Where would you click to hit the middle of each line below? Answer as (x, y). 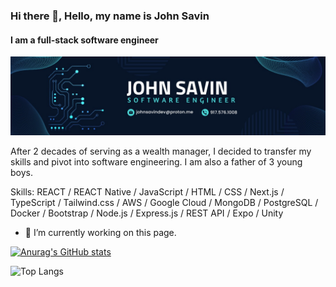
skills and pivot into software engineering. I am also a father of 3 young (156, 162)
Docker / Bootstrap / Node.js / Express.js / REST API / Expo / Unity (147, 213)
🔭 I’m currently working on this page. (100, 233)
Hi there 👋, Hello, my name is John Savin (110, 16)
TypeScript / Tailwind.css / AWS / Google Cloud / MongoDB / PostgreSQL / (164, 203)
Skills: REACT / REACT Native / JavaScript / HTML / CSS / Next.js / (147, 192)
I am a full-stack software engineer (84, 40)
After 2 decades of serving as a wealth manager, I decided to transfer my (161, 151)
